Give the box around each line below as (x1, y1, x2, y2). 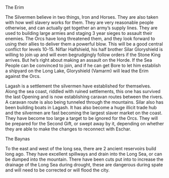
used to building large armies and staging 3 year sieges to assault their (5, 30, 153, 36)
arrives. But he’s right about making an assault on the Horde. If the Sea (5, 57, 152, 63)
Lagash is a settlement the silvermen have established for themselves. (5, 83, 151, 89)
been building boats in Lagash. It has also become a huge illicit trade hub (5, 105, 157, 110)
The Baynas (5, 136, 30, 142)
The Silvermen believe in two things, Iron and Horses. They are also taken (5, 14, 158, 20)
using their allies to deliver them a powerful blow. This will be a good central (5, 41, 163, 47)
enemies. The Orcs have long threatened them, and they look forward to (5, 35, 155, 41)
